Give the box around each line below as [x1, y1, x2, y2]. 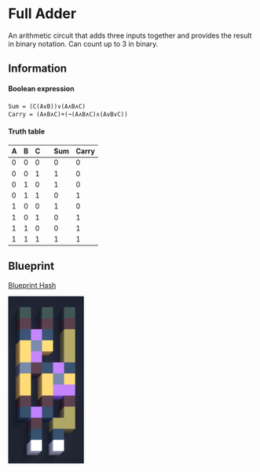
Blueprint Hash [8, 280, 57, 289]
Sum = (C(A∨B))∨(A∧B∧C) [8, 102, 86, 110]
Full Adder [8, 5, 77, 23]
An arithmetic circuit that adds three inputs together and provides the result [8, 31, 252, 40]
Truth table [8, 127, 46, 136]
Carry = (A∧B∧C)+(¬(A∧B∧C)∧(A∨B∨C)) [8, 110, 128, 118]
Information [8, 62, 68, 76]
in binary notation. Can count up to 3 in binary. [8, 39, 159, 48]
